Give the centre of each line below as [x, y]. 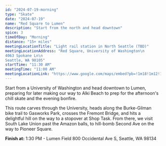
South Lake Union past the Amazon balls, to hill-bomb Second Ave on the [80, 123]
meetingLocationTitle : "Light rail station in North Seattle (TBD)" [77, 46]
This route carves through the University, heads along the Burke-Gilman [78, 108]
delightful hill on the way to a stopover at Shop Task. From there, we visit [79, 118]
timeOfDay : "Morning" [27, 37]
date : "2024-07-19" [25, 19]
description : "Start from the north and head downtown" [64, 28]
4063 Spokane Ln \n [24, 55]
